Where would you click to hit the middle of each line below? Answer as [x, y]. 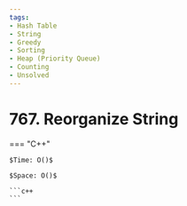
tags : [19, 17]
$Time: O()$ [31, 160]
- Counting [29, 67]
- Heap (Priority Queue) [55, 59]
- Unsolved [29, 75]
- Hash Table [33, 26]
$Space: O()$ [33, 175]
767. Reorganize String [94, 119]
